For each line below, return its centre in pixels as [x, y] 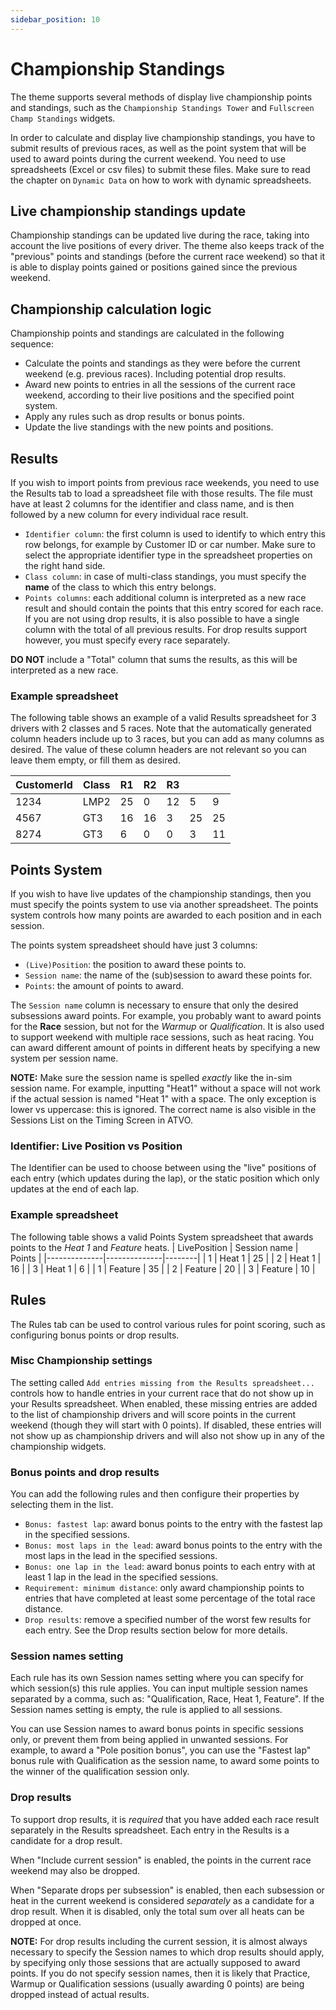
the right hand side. [65, 565]
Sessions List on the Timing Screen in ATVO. [101, 1120]
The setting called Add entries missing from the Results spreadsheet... [162, 1382]
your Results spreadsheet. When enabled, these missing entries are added [164, 1403]
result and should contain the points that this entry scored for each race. [174, 608]
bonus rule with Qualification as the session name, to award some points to [165, 1761]
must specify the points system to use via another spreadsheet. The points [164, 905]
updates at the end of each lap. [75, 1189]
